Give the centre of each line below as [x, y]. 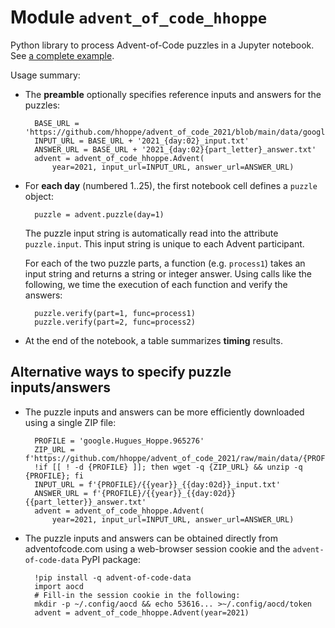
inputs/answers [60, 387]
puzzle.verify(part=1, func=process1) [115, 313]
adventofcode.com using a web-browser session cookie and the [157, 548]
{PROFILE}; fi [54, 476]
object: [39, 196]
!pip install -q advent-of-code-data [113, 577]
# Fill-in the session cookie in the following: [137, 595]
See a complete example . [62, 55]
